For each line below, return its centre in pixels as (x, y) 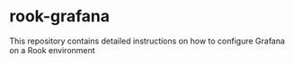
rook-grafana (60, 16)
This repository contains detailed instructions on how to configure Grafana (147, 41)
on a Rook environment (53, 50)
